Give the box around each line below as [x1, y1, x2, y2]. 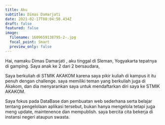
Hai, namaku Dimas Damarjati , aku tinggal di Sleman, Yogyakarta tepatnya [5, 58, 157, 63]
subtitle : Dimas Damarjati [5, 12, 61, 17]
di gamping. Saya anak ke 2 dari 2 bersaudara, [5, 63, 100, 69]
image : [5, 30, 19, 35]
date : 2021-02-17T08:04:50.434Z [5, 16, 72, 21]
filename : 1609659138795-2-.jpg [9, 35, 77, 40]
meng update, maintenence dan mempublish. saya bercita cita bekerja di [5, 109, 153, 115]
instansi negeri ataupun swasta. [5, 114, 70, 120]
